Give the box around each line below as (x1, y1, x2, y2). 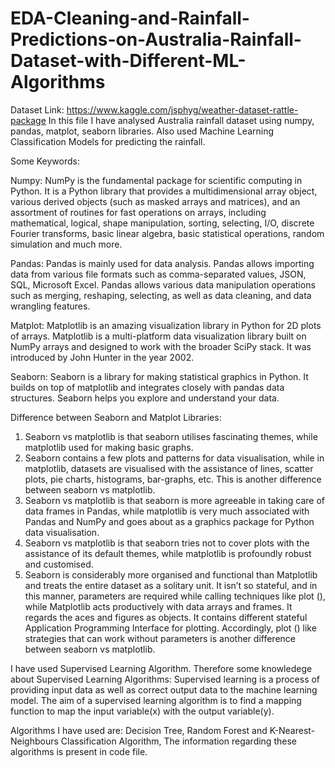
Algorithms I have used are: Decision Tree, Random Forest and (10, 724, 268, 736)
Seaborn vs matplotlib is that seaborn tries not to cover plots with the (24, 537, 310, 549)
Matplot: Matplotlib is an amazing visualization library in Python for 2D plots (10, 319, 322, 331)
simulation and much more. (10, 238, 123, 250)
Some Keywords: (10, 155, 80, 167)
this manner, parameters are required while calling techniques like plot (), (24, 590, 326, 602)
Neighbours (10, 735, 59, 747)
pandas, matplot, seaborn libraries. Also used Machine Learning (10, 125, 275, 137)
